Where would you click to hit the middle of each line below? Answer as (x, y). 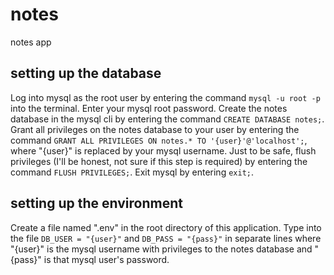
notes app (31, 42)
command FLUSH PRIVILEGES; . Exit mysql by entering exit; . (132, 172)
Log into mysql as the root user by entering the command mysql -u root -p (165, 97)
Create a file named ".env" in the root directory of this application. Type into (166, 227)
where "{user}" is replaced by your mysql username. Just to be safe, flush (163, 150)
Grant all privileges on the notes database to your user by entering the (155, 129)
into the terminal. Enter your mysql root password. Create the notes (149, 108)
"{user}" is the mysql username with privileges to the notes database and (161, 249)
